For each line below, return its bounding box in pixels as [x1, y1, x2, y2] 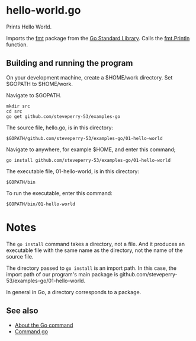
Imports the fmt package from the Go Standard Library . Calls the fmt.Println [6, 34, 190, 42]
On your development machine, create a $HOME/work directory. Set [6, 74, 173, 81]
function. [6, 41, 28, 48]
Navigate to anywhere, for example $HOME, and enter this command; [6, 146, 176, 153]
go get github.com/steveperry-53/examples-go [6, 113, 120, 119]
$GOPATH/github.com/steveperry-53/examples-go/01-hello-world [6, 135, 163, 141]
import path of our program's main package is [6, 270, 118, 278]
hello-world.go [6, 4, 81, 17]
